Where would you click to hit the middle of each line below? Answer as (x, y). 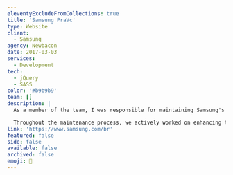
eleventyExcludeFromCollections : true (63, 13)
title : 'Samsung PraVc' (42, 20)
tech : (15, 71)
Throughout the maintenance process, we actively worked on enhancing (118, 122)
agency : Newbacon (32, 46)
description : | (29, 104)
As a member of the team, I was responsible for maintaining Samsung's (119, 110)
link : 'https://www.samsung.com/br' (60, 129)
